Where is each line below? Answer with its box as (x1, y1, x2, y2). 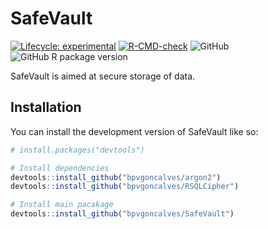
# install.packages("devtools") (10, 145, 145, 155)
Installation (10, 99, 82, 116)
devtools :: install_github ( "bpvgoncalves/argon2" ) (10, 172, 222, 182)
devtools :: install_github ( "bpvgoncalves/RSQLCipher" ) (10, 182, 240, 192)
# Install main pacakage (10, 200, 114, 210)
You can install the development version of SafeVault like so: (10, 125, 259, 137)
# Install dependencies (10, 163, 110, 173)
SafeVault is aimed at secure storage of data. (10, 70, 196, 82)
